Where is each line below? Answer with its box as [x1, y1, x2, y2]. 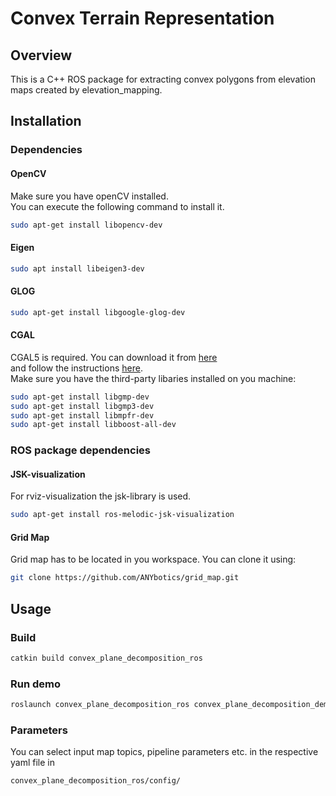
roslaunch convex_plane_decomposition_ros [10, 700, 190, 710]
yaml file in [10, 757, 55, 769]
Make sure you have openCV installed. [10, 190, 169, 202]
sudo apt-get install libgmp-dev [10, 392, 150, 402]
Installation [10, 113, 82, 130]
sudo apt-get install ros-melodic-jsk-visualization [10, 510, 235, 520]
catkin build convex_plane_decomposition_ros [10, 653, 203, 664]
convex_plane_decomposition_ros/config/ [10, 776, 182, 786]
